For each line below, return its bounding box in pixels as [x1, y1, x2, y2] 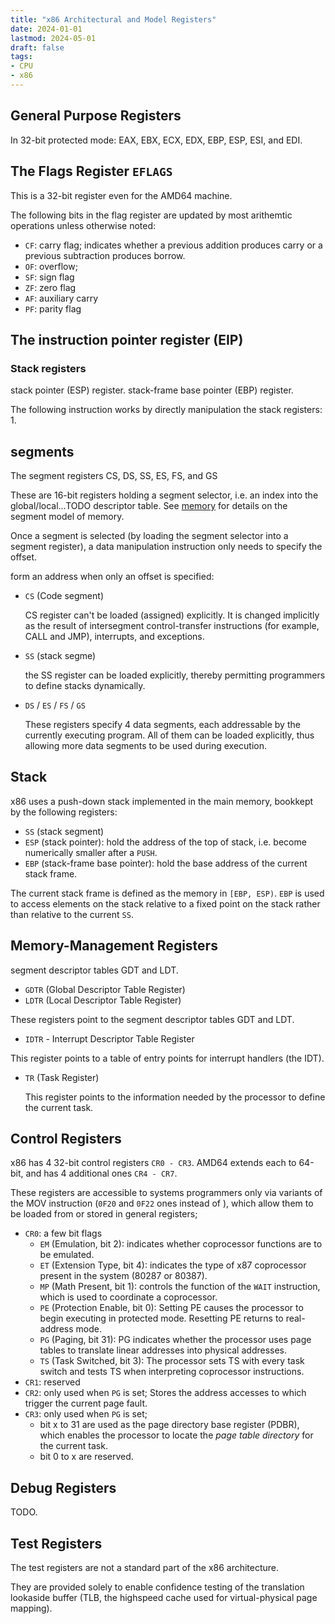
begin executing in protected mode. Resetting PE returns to [39, 1312, 284, 1325]
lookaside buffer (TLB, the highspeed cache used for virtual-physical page [10, 1592, 318, 1604]
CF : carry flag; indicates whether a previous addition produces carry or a [24, 239, 323, 251]
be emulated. [39, 1249, 95, 1261]
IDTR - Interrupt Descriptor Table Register [24, 1032, 195, 1045]
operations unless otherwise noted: [10, 219, 157, 231]
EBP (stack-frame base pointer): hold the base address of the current [24, 857, 308, 869]
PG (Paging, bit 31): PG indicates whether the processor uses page [39, 1334, 312, 1346]
